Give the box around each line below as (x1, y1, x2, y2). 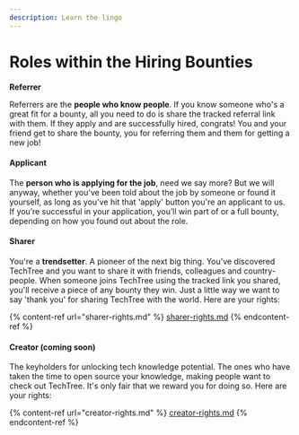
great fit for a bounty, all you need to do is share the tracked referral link (9, 109, 276, 119)
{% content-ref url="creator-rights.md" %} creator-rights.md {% (9, 407, 248, 418)
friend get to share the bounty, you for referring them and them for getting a (9, 127, 290, 138)
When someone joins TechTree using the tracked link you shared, (39, 274, 281, 285)
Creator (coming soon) (9, 342, 96, 352)
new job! (9, 136, 41, 148)
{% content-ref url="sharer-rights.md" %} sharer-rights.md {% (9, 311, 242, 322)
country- (243, 265, 277, 276)
